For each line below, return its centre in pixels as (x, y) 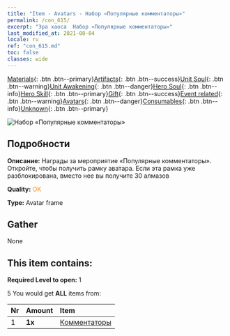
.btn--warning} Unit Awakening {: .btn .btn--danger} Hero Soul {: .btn (103, 86)
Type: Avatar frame (35, 202)
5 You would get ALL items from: (54, 293)
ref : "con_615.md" (34, 46)
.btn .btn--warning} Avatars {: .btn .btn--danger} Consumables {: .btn (103, 101)
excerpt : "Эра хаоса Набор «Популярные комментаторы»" (90, 26)
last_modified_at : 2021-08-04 (51, 33)
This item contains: (50, 263)
